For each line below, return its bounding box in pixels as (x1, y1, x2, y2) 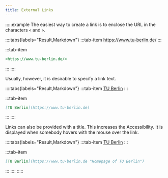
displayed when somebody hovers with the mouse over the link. (5, 129, 139, 135)
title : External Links (5, 7, 53, 13)
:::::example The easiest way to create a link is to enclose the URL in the (5, 21, 156, 27)
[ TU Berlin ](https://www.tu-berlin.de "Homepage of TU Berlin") (5, 159, 145, 164)
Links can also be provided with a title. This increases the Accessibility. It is (5, 124, 163, 130)
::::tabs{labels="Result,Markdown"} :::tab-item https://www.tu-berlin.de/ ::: (5, 37, 162, 43)
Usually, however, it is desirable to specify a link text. (5, 75, 116, 81)
